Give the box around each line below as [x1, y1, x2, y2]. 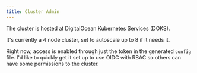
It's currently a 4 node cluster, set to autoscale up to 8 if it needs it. [6, 36, 170, 43]
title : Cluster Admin [6, 8, 60, 15]
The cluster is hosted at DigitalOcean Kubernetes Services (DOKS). [6, 25, 170, 32]
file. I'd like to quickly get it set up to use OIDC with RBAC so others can [6, 54, 182, 61]
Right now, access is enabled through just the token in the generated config [6, 48, 192, 55]
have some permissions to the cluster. [6, 60, 99, 67]
